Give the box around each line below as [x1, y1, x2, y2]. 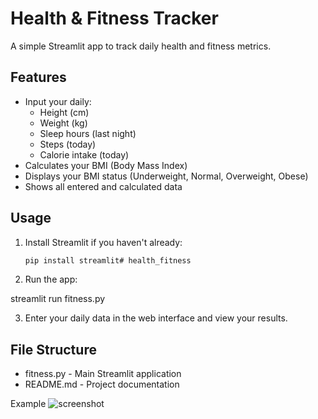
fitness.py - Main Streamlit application [24, 368, 182, 380]
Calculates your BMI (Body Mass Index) [24, 159, 188, 171]
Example [10, 398, 47, 410]
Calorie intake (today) [39, 148, 130, 161]
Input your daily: [24, 95, 92, 107]
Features [10, 69, 67, 86]
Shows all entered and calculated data [24, 180, 183, 192]
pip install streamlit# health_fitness [24, 255, 192, 266]
